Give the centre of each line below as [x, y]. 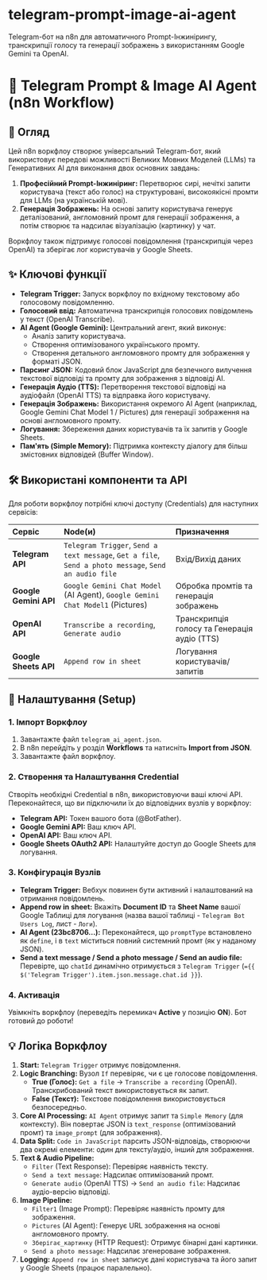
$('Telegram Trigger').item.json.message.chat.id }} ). [111, 974]
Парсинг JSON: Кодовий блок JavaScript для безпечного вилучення [136, 370]
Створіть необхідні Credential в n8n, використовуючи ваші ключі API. [126, 794]
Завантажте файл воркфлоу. [68, 757]
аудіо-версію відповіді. [71, 1192]
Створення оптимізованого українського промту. [116, 344]
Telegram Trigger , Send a [110, 545]
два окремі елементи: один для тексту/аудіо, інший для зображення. [137, 1149]
